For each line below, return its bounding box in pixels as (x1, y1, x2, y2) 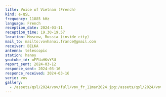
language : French (5, 21, 41, 26)
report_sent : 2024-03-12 (5, 62, 56, 67)
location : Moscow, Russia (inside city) (5, 35, 90, 40)
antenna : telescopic (5, 48, 48, 53)
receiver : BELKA (5, 44, 39, 48)
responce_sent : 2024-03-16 (5, 67, 61, 72)
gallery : (5, 80, 23, 85)
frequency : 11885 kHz (5, 16, 50, 21)
